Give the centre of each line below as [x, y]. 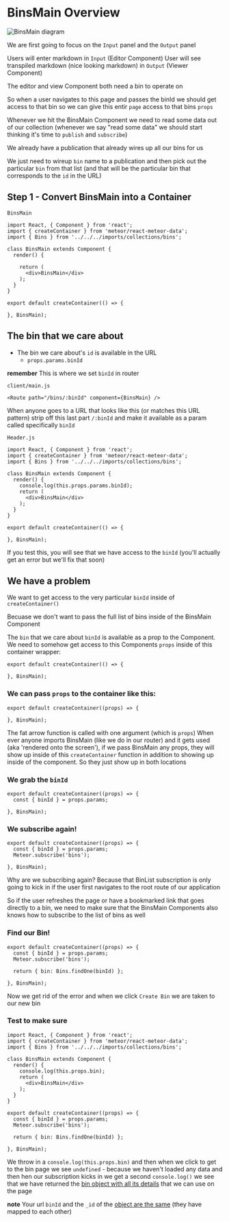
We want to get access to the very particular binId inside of [91, 597]
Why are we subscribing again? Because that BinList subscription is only [109, 880]
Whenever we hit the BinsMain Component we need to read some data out [112, 120]
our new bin [24, 1003]
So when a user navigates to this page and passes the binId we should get [112, 99]
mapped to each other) [39, 1211]
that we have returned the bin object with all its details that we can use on [111, 1184]
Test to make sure [37, 1021]
